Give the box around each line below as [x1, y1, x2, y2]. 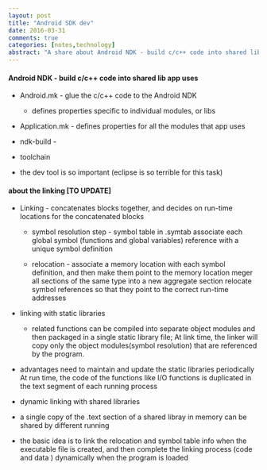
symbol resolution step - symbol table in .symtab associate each [31, 227, 243, 237]
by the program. [31, 349, 85, 359]
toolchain [19, 152, 51, 162]
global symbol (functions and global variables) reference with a [31, 236, 239, 245]
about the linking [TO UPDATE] [8, 186, 111, 195]
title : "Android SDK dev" [8, 19, 94, 27]
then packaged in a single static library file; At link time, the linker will [31, 333, 258, 342]
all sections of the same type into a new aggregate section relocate [31, 276, 252, 286]
